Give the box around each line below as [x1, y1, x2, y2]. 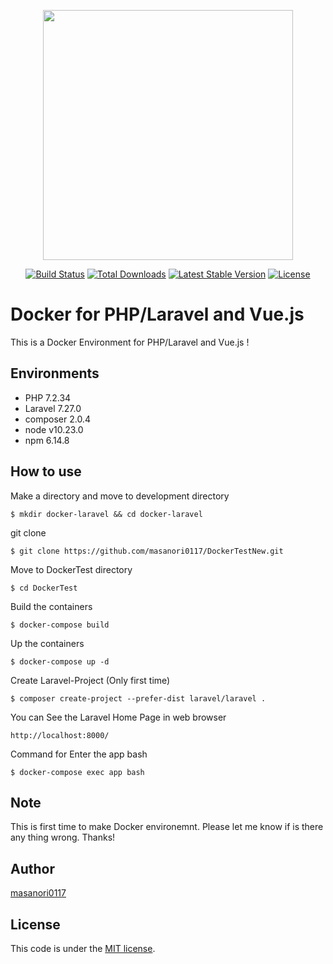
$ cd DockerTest [10, 583, 78, 593]
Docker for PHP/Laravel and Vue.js [10, 303, 305, 326]
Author [10, 860, 55, 877]
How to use [10, 463, 82, 480]
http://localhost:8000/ [10, 730, 110, 740]
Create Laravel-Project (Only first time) [10, 674, 171, 686]
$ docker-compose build [10, 620, 110, 630]
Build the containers [10, 600, 93, 612]
